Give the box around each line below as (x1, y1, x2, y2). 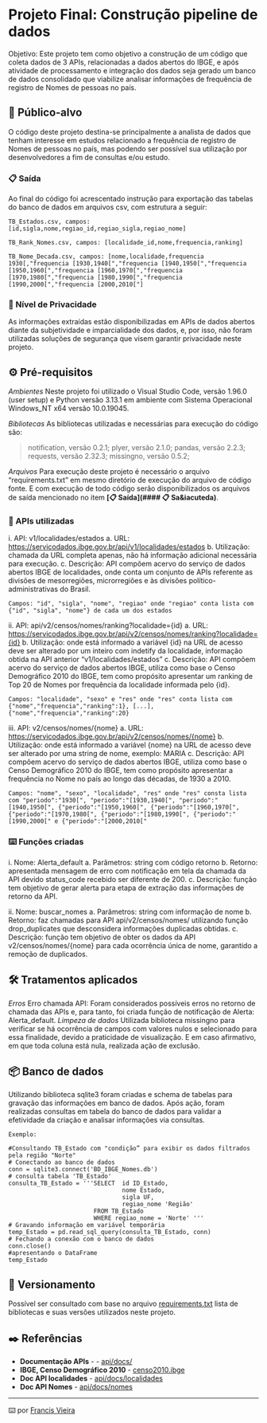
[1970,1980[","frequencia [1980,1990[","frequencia (8, 273, 183, 282)
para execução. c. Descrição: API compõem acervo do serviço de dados (8, 559, 246, 569)
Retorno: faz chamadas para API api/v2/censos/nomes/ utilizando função (8, 915, 249, 925)
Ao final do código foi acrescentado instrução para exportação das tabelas (8, 194, 253, 204)
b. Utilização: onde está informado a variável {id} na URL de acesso (21, 637, 244, 647)
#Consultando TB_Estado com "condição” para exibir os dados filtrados (8, 1145, 250, 1153)
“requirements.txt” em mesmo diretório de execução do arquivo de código (8, 476, 252, 485)
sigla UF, (122, 1194, 155, 1202)
